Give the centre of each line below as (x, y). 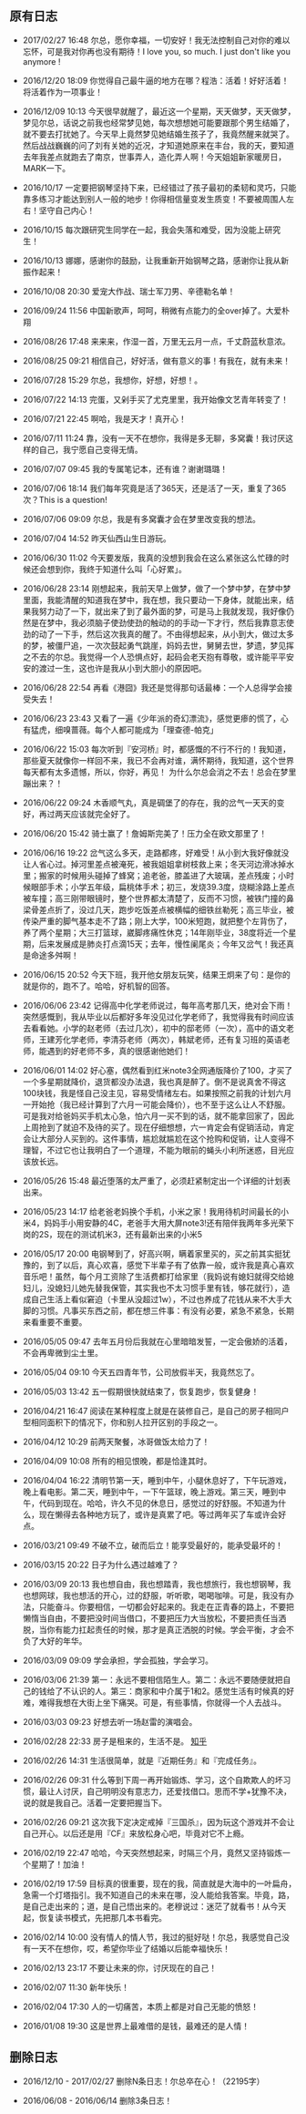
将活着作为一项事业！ (62, 92)
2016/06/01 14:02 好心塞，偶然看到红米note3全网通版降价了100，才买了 (158, 1070)
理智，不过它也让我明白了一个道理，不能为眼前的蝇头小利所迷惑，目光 (154, 1150)
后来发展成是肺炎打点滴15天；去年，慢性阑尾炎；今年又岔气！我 (158, 944)
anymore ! (41, 61)
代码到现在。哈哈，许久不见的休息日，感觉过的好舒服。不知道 (154, 1503)
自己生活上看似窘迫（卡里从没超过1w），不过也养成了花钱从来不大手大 (161, 1299)
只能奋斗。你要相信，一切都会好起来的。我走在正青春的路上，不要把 (166, 1606)
